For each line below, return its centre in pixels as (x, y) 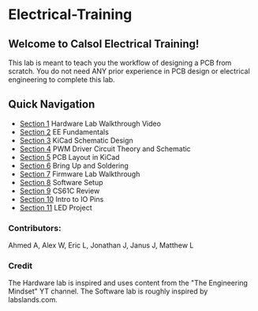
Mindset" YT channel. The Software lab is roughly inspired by (108, 291)
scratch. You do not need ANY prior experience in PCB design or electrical (129, 71)
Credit (21, 266)
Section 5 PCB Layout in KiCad (69, 157)
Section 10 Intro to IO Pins (62, 199)
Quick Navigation (52, 104)
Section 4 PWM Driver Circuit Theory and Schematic (105, 149)
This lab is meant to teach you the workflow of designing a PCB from (120, 63)
